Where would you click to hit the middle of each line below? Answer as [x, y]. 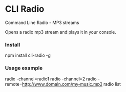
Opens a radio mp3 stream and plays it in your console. [61, 32]
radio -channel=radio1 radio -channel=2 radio [51, 79]
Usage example [24, 68]
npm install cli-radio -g [28, 55]
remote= [14, 84]
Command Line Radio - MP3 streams [42, 23]
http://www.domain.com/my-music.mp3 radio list [71, 84]
